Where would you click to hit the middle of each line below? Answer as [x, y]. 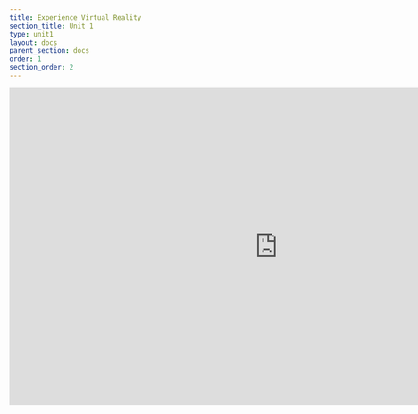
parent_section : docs [50, 51]
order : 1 [25, 59]
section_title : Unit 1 [51, 26]
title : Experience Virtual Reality [75, 17]
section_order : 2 [42, 68]
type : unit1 [31, 34]
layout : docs [33, 42]
